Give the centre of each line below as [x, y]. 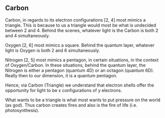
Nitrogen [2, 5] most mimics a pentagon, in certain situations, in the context [82, 60]
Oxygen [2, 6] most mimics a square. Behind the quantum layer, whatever [80, 45]
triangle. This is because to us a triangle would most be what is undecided [81, 25]
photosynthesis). [22, 110]
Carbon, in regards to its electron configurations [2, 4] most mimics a [75, 20]
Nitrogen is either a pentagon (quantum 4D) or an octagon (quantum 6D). [80, 70]
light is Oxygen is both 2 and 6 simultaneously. [53, 50]
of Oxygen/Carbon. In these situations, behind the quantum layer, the [75, 65]
